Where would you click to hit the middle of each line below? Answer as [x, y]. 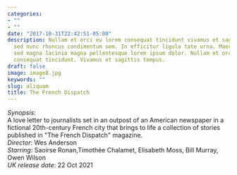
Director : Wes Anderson [42, 143]
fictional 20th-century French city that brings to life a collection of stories [114, 128]
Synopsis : [22, 113]
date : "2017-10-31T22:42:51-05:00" [60, 34]
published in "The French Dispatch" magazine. [75, 135]
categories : [25, 14]
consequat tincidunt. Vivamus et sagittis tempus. [90, 60]
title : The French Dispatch [49, 92]
